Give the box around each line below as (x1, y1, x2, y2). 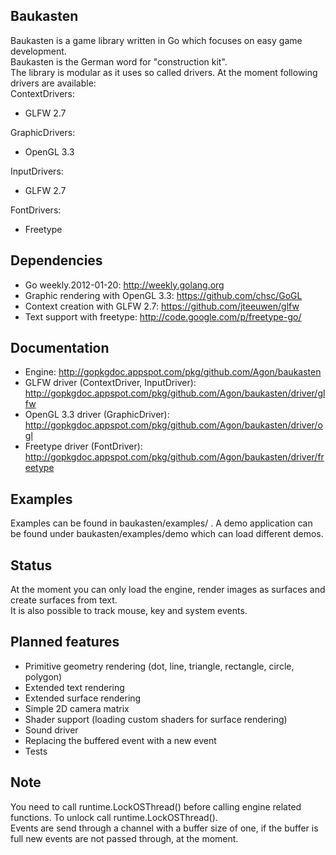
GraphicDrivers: (10, 126, 76, 138)
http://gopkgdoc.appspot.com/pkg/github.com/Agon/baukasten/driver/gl (24, 387, 326, 399)
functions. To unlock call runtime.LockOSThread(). (10, 811, 218, 823)
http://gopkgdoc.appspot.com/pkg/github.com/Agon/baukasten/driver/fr (24, 451, 325, 463)
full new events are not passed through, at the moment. (10, 832, 239, 844)
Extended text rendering (24, 681, 125, 693)
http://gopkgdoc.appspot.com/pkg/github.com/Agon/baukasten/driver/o (24, 419, 323, 431)
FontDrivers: (10, 204, 62, 216)
